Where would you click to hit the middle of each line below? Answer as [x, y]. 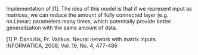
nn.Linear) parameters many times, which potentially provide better [89, 21]
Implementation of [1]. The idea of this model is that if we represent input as [99, 9]
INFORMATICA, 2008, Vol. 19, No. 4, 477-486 [62, 45]
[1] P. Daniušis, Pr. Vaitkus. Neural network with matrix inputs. [82, 39]
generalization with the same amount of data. [62, 27]
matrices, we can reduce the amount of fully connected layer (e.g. [87, 15]
